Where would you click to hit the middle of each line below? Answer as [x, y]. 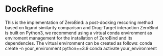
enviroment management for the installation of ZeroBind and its [69, 38]
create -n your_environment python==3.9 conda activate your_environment [81, 48]
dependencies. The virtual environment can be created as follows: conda [79, 43]
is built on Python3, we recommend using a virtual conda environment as [79, 33]
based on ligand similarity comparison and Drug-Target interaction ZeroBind [82, 27]
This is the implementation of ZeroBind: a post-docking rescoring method [79, 22]
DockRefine [29, 9]
